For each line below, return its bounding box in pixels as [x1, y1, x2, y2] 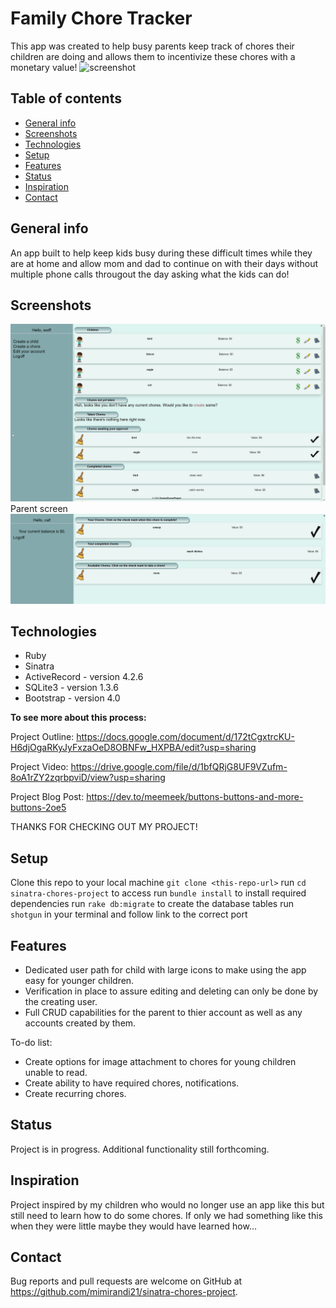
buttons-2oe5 [10, 802, 67, 814]
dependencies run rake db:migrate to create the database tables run [10, 898, 294, 910]
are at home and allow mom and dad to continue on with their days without [10, 257, 318, 269]
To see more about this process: [10, 712, 147, 724]
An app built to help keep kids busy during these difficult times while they [10, 247, 313, 259]
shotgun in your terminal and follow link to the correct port [10, 908, 248, 921]
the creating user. [24, 996, 98, 1008]
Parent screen [10, 502, 68, 514]
